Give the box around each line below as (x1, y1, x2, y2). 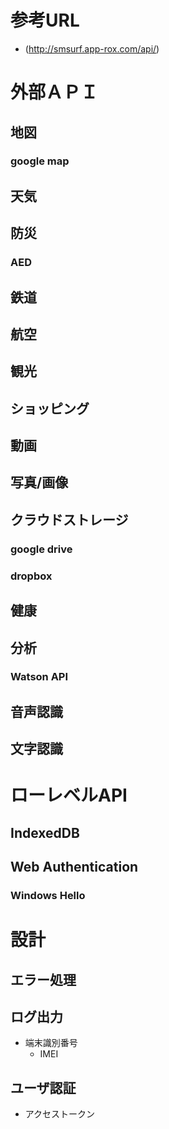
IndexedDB (10, 824, 80, 841)
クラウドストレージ (10, 511, 129, 528)
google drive (10, 542, 73, 556)
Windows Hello (10, 889, 86, 903)
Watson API (10, 670, 69, 684)
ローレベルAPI (10, 784, 128, 807)
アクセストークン (24, 1108, 96, 1120)
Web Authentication (10, 859, 139, 876)
